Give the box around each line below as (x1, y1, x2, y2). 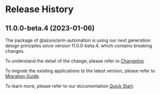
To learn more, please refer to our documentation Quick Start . (5, 83, 135, 89)
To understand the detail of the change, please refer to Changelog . (5, 58, 145, 64)
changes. (5, 48, 25, 54)
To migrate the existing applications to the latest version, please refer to (5, 68, 155, 74)
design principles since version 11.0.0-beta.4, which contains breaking (5, 43, 152, 49)
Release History (5, 4, 74, 15)
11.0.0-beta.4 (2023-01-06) (5, 24, 95, 33)
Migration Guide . (5, 73, 41, 79)
